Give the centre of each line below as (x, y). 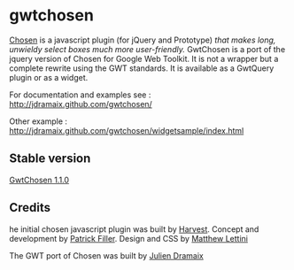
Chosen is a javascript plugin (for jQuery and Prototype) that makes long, (143, 40)
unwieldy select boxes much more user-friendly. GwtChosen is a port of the (147, 49)
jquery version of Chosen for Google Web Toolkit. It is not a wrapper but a (144, 58)
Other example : (39, 121)
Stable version (50, 159)
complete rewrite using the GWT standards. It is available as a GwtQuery (142, 68)
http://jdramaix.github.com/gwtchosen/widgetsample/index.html (127, 130)
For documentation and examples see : (80, 95)
